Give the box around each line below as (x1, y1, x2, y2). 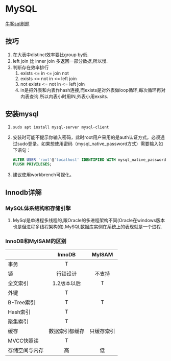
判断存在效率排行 (12, 64, 49, 70)
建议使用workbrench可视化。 (12, 172, 74, 178)
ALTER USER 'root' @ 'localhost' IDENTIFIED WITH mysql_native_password (12, 157, 166, 162)
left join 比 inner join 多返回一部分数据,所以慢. (12, 58, 108, 64)
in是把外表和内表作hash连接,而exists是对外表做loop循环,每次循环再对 (20, 87, 166, 93)
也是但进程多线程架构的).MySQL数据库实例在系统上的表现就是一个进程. (12, 224, 162, 230)
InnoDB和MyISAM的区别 (5, 237, 66, 245)
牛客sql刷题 (5, 20, 30, 27)
